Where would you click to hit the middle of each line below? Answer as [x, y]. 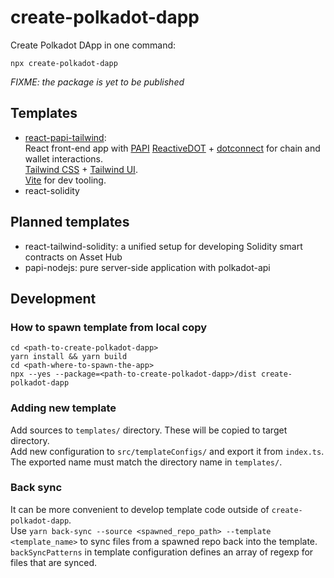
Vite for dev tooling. [65, 180]
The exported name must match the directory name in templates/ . [146, 462]
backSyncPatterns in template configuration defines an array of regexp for [162, 552]
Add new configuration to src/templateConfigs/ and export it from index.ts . [167, 451]
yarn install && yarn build [69, 357]
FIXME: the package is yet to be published [97, 82]
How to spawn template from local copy [109, 327]
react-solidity [52, 190]
